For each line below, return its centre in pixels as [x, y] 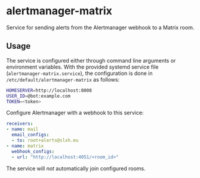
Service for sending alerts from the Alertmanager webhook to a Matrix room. [100, 27]
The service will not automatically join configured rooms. [76, 168]
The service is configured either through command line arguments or [91, 60]
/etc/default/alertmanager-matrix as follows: [63, 79]
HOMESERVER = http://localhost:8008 [49, 90]
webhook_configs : [33, 151]
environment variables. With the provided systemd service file [82, 67]
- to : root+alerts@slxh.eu [45, 140]
